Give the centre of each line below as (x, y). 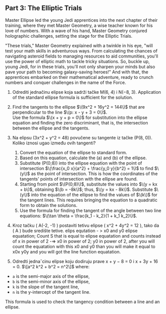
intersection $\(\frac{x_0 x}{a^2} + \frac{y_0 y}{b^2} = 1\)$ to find (86, 168)
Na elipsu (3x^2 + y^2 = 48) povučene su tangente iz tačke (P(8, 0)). (82, 137)
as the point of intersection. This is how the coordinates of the (94, 174)
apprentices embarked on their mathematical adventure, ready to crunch (79, 77)
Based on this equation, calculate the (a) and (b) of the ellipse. (83, 158)
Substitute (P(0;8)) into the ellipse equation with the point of (81, 163)
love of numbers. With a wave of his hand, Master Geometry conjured (76, 31)
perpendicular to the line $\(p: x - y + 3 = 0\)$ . (60, 112)
